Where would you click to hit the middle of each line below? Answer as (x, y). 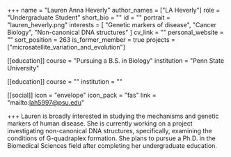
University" (23, 68)
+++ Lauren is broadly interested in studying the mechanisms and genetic (113, 116)
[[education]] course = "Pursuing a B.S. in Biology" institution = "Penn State (116, 61)
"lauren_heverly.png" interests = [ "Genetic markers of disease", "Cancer (112, 25)
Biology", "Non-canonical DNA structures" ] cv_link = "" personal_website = (115, 32)
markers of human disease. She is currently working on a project (100, 124)
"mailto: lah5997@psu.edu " (46, 103)
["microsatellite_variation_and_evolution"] (66, 47)
